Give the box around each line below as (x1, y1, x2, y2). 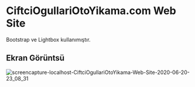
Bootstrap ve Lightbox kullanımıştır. (6, 36, 91, 43)
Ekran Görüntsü (6, 53, 65, 63)
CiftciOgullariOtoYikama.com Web (6, 4, 177, 18)
